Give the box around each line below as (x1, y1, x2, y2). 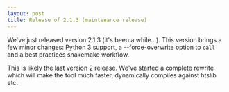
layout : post (7, 10, 45, 17)
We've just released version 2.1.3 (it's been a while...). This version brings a (7, 35, 222, 44)
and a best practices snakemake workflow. (7, 50, 130, 59)
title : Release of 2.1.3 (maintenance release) (7, 17, 148, 24)
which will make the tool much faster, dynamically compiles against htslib (7, 71, 217, 80)
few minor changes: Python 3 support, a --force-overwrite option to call (7, 43, 215, 51)
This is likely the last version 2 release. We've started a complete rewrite (7, 64, 214, 72)
